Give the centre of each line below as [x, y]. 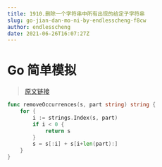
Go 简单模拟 [42, 70]
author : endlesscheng [39, 27]
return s [58, 131]
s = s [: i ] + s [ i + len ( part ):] [75, 144]
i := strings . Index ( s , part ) [75, 118]
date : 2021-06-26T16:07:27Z [49, 33]
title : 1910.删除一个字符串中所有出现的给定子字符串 [76, 14]
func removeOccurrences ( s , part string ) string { [82, 105]
